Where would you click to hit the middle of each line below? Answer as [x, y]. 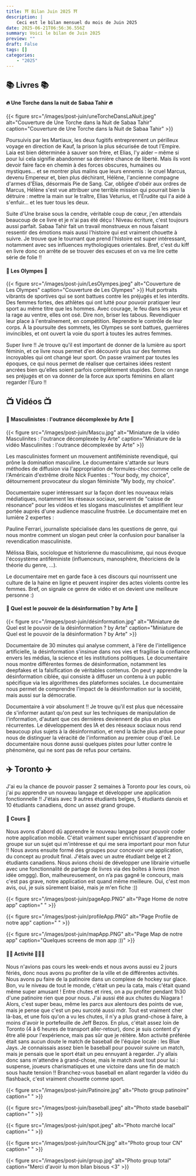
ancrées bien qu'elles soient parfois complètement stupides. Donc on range [97, 370]
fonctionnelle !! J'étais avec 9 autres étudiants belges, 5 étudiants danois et [97, 798]
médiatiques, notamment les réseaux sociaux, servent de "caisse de [88, 498]
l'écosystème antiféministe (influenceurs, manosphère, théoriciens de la [93, 559]
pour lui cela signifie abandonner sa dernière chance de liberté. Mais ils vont [98, 159]
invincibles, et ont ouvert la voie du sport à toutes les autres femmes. [89, 334]
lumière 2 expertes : [30, 517]
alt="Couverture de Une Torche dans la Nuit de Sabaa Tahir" [79, 123]
